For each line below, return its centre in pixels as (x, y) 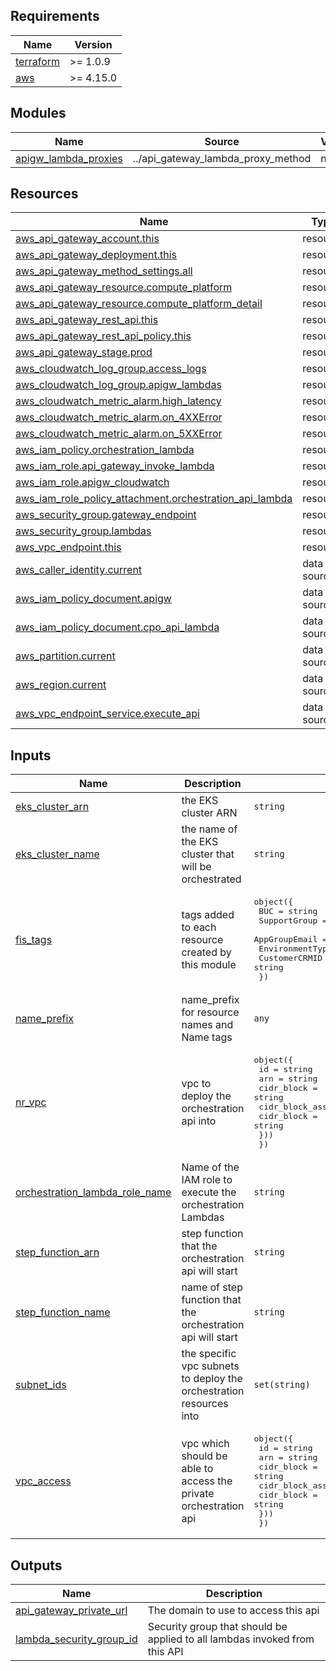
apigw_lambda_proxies (69, 158)
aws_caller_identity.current (79, 570)
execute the (209, 1192)
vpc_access (43, 1481)
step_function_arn (57, 1252)
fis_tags (34, 939)
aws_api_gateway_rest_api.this (87, 320)
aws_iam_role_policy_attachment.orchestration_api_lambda (154, 499)
